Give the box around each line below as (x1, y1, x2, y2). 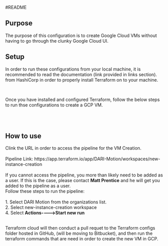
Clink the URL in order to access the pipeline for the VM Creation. (5, 145, 142, 151)
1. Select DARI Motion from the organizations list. (5, 199, 107, 205)
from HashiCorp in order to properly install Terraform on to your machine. (5, 77, 158, 83)
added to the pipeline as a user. (5, 183, 71, 189)
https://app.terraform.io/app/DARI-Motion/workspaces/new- (34, 156, 160, 162)
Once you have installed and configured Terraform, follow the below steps (5, 96, 160, 102)
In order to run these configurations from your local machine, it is (5, 66, 141, 72)
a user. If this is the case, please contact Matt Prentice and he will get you (5, 178, 160, 184)
